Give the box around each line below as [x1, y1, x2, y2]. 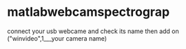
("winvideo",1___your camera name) [7, 34, 107, 42]
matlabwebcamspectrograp [7, 4, 170, 20]
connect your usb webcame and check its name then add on [7, 27, 179, 35]
